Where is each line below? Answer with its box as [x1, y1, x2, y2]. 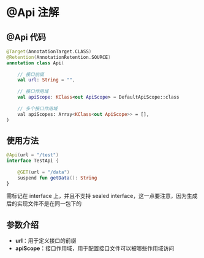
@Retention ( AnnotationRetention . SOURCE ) [6, 54, 111, 60]
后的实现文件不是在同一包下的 [6, 200, 81, 207]
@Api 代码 [6, 32, 46, 42]
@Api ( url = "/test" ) [6, 152, 59, 158]
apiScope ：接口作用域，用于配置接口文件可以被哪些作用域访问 [15, 245, 175, 252]
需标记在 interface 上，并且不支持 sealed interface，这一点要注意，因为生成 [6, 192, 198, 200]
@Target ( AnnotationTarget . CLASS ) [6, 48, 92, 55]
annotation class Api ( [6, 59, 64, 66]
